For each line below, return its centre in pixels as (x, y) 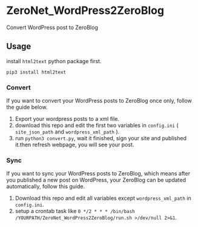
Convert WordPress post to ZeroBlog (52, 27)
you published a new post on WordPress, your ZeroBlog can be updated (96, 180)
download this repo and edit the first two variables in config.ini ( (97, 126)
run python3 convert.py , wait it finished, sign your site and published (101, 138)
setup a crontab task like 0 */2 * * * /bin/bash (75, 211)
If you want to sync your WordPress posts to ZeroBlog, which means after (98, 174)
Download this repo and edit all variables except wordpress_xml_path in (103, 198)
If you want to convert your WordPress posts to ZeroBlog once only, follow (99, 101)
